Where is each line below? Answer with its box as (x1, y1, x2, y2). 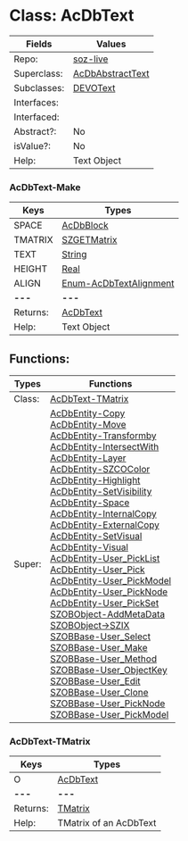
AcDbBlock (61, 220, 109, 232)
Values (96, 37, 127, 50)
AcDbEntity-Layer (50, 452, 127, 464)
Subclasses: (13, 81, 65, 94)
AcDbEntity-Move (50, 419, 127, 431)
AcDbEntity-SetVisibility (50, 486, 152, 498)
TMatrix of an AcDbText (57, 817, 157, 829)
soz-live (72, 53, 109, 65)
